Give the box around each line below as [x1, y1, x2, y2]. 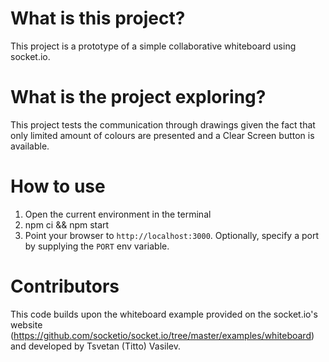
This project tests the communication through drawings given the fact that [10, 118, 316, 131]
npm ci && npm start [24, 218, 110, 231]
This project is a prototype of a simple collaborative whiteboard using [10, 40, 297, 52]
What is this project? [10, 7, 186, 30]
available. [10, 140, 50, 152]
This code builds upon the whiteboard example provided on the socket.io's [10, 308, 318, 320]
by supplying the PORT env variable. [24, 240, 170, 252]
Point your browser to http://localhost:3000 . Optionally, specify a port [24, 229, 319, 241]
